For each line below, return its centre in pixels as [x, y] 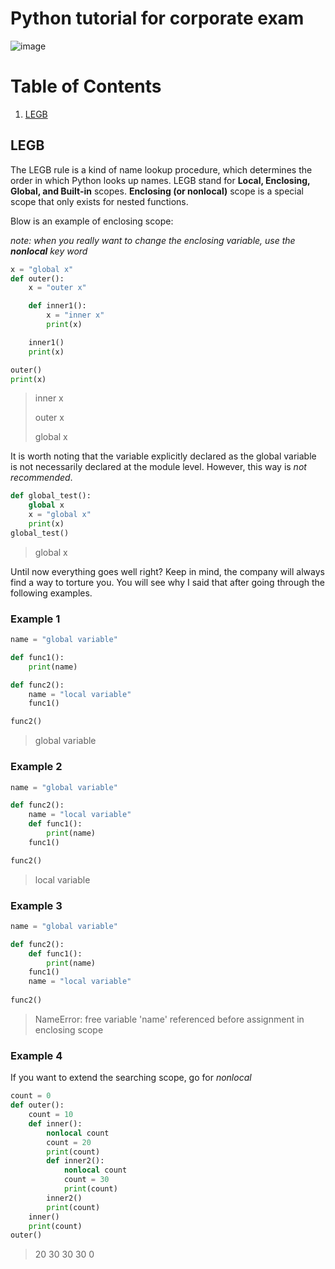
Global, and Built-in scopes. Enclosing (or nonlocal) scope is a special [157, 191]
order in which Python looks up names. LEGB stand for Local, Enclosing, [160, 180]
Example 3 [36, 905]
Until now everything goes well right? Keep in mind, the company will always [167, 571]
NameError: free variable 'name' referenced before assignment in [169, 1019]
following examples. [51, 593]
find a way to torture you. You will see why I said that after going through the [168, 582]
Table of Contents [86, 86]
